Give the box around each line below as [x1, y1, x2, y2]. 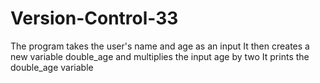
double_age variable [10, 61, 94, 73]
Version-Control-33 [10, 7, 179, 30]
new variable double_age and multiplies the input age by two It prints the [10, 50, 310, 62]
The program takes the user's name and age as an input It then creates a [10, 40, 310, 52]
